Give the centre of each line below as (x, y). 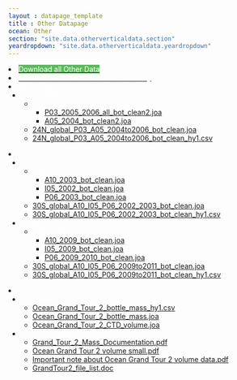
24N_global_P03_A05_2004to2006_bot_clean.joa (114, 130)
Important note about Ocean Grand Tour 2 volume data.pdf (130, 360)
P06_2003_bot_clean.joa (85, 197)
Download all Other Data (59, 69)
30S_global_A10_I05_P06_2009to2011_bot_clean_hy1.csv (127, 275)
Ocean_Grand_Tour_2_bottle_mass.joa (95, 317)
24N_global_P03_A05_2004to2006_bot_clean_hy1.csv (122, 138)
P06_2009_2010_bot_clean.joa (95, 257)
